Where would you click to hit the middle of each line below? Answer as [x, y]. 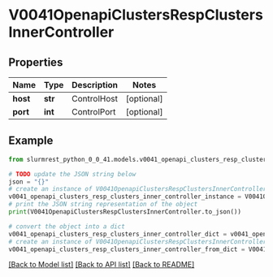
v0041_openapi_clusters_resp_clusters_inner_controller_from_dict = [127, 249]
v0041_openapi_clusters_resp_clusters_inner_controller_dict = [118, 234]
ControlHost [95, 99]
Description [95, 85]
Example [31, 141]
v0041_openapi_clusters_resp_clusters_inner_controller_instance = [125, 197]
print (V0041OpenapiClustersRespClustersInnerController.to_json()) [125, 212]
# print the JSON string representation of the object [103, 205]
